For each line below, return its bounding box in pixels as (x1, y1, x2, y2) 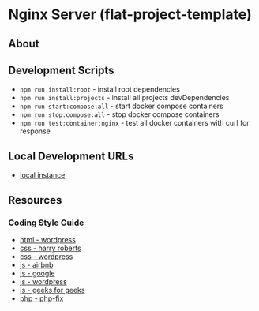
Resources (8, 193, 62, 207)
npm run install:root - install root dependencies (19, 84, 180, 94)
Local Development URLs (8, 149, 134, 163)
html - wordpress (19, 234, 77, 244)
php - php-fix (19, 294, 64, 303)
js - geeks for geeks (19, 285, 85, 294)
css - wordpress (19, 251, 73, 261)
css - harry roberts (19, 243, 81, 253)
